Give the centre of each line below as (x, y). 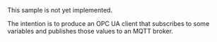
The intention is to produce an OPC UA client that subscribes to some (108, 23)
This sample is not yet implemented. (60, 10)
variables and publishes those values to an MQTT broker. (90, 31)
